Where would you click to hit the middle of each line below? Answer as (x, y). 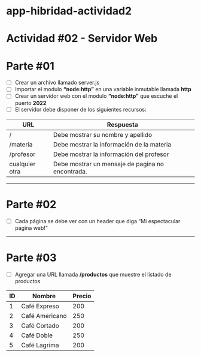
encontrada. (70, 171)
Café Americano (44, 316)
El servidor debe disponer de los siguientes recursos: (80, 109)
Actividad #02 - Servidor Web (82, 39)
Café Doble (37, 335)
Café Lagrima (40, 345)
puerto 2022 (31, 103)
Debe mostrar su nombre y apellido (103, 134)
